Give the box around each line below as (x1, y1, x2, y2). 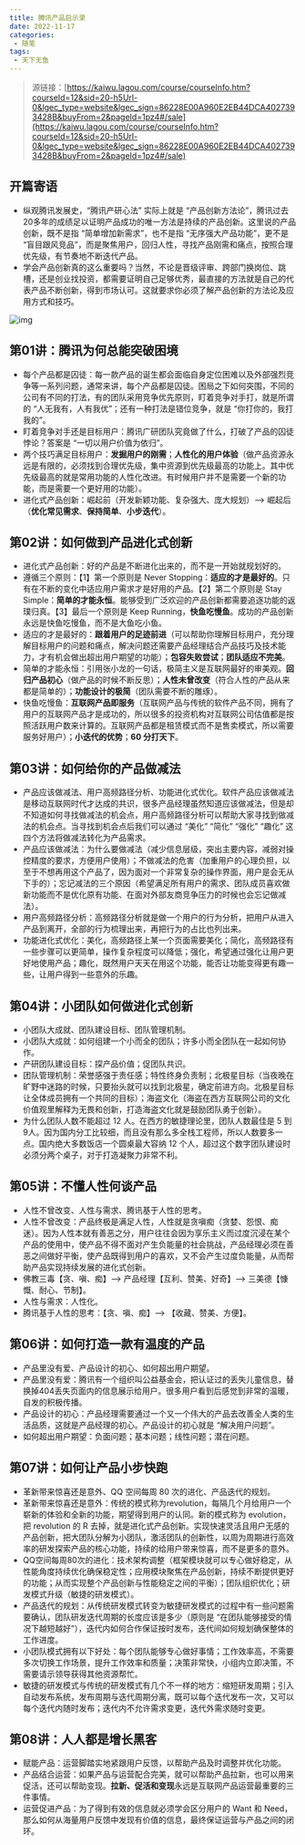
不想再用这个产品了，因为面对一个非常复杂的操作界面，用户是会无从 (38, 867, 294, 878)
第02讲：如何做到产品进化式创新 (9, 535, 193, 551)
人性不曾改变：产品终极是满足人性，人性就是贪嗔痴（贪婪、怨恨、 (22, 1216, 270, 1227)
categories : (9, 30, 55, 39)
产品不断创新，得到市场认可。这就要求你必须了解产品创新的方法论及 (30, 284, 287, 295)
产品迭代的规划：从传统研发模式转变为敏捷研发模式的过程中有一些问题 (22, 1600, 287, 1611)
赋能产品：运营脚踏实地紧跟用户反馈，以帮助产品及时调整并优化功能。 (22, 1757, 287, 1768)
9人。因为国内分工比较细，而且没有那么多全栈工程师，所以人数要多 (22, 1127, 276, 1138)
